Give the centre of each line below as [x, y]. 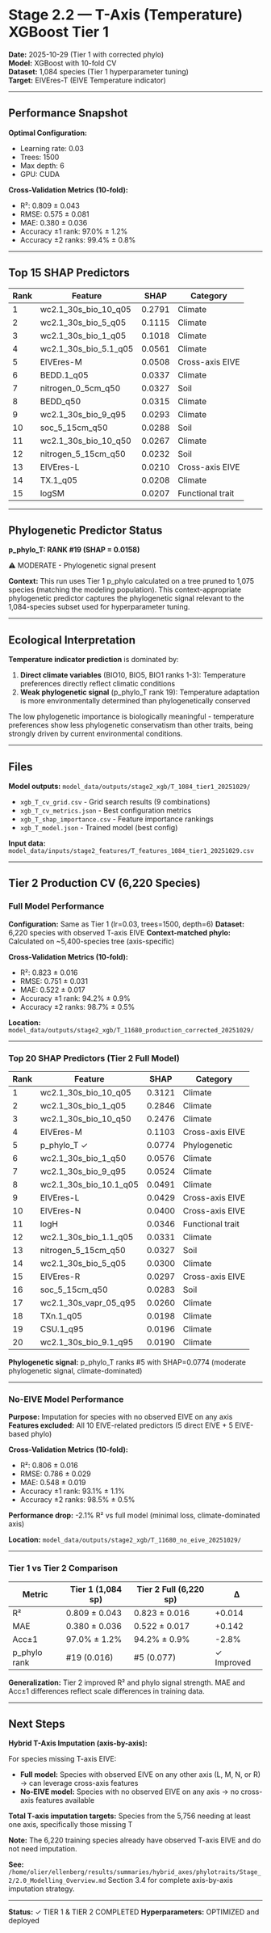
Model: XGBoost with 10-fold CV [63, 63]
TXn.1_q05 [61, 1315]
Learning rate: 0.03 [52, 148]
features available [65, 1800]
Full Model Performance [56, 906]
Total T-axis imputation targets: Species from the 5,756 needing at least [130, 1816]
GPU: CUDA [40, 174]
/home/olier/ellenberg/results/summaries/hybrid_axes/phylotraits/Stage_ [135, 1872]
